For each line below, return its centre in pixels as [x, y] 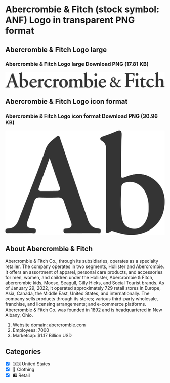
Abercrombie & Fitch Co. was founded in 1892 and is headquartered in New [84, 310]
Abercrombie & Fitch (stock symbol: [82, 9]
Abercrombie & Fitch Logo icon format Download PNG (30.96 [82, 116]
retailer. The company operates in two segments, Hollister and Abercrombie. [85, 266]
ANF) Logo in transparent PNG [70, 20]
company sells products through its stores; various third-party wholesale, [82, 299]
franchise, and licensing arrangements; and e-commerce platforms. [76, 304]
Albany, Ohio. [19, 315]
